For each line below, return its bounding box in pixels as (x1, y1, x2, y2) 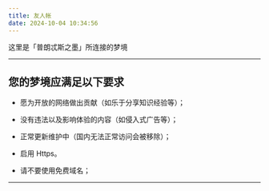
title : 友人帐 (8, 11, 52, 20)
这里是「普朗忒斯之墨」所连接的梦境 (8, 42, 128, 52)
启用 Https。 (19, 149, 62, 158)
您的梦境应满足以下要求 (8, 75, 124, 89)
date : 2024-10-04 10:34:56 (8, 19, 98, 27)
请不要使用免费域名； (19, 165, 90, 176)
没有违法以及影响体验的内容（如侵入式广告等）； (19, 115, 179, 125)
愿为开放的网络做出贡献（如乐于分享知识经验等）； (19, 97, 186, 108)
